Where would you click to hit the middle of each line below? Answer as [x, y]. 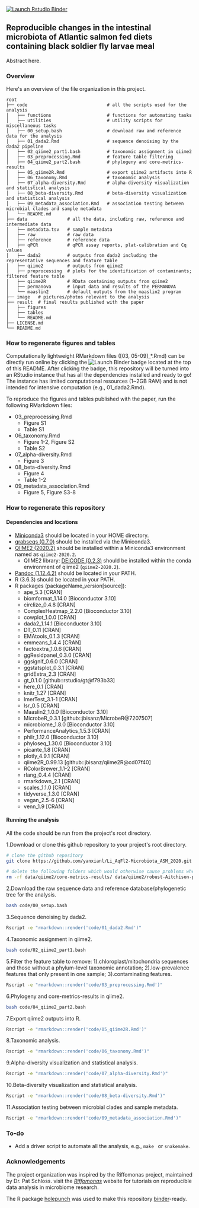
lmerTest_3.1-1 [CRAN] [51, 699]
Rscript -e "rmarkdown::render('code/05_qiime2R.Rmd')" [76, 1029]
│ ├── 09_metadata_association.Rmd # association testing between [95, 204]
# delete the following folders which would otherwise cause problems [95, 872]
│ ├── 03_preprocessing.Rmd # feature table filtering [90, 157]
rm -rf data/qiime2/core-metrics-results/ [59, 877]
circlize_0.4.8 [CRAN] [49, 605]
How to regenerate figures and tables [61, 343]
